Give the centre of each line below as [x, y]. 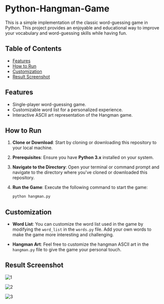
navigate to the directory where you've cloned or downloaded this [80, 172]
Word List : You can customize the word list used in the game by [78, 224]
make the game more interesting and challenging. [63, 235]
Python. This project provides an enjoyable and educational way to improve [82, 27]
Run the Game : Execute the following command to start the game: [80, 187]
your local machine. [33, 148]
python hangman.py [31, 197]
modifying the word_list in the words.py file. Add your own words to [82, 229]
